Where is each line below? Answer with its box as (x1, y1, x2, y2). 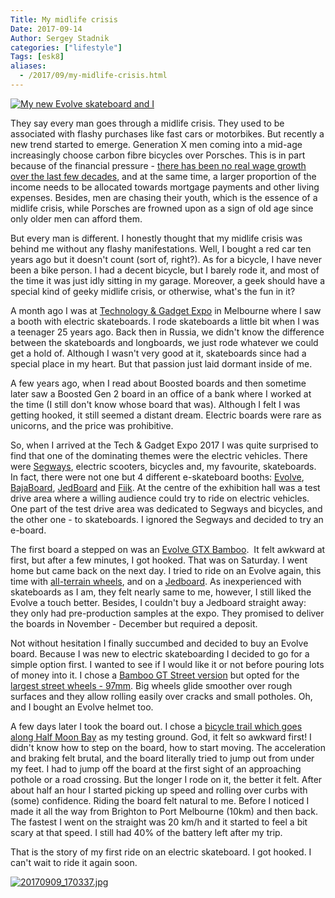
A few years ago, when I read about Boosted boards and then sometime (10, 377, 307, 389)
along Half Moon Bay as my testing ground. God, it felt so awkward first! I (10, 731, 312, 743)
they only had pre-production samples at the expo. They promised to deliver (10, 607, 325, 619)
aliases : (10, 61, 47, 71)
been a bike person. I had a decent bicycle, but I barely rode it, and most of (10, 264, 320, 276)
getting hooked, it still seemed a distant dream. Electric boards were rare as (10, 409, 322, 421)
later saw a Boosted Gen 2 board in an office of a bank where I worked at (10, 387, 312, 400)
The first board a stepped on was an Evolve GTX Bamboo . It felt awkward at (10, 543, 326, 555)
